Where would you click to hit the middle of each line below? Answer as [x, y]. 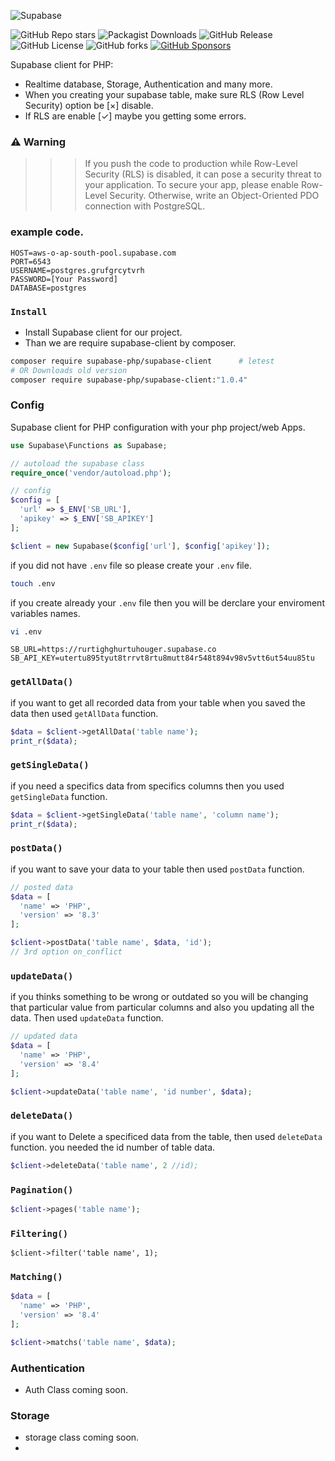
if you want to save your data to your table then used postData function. [157, 869]
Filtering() [39, 1233]
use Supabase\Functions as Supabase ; [89, 445]
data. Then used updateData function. [87, 1018]
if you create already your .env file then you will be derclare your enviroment [167, 602]
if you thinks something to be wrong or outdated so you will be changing [159, 997]
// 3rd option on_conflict [66, 952]
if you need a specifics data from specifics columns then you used [147, 786]
